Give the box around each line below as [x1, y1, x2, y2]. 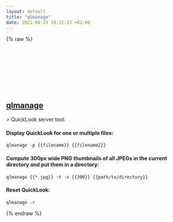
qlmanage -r [6, 199, 35, 206]
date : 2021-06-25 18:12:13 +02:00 [6, 19, 91, 25]
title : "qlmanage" [6, 14, 51, 20]
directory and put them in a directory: [6, 161, 100, 168]
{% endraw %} [6, 210, 42, 217]
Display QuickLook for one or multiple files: [6, 129, 114, 136]
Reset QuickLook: [6, 186, 50, 194]
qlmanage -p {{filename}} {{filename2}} [6, 142, 107, 149]
